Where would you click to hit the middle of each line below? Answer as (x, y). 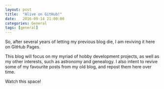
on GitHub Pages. (23, 47)
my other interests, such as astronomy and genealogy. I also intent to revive (81, 62)
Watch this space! (23, 82)
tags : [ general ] (22, 28)
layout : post (18, 10)
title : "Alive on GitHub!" (34, 14)
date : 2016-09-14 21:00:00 (35, 19)
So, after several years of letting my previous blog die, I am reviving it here (80, 42)
